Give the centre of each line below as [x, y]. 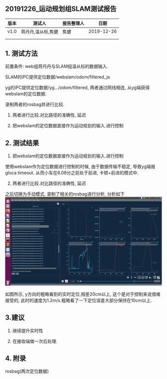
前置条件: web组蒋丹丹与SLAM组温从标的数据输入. [57, 66]
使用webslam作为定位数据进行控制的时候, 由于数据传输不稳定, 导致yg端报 [80, 167]
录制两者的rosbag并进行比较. [35, 104]
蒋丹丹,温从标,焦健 [40, 31]
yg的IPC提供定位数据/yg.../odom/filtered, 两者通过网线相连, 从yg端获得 [78, 88]
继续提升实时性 [28, 331]
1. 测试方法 [22, 53]
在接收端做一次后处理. [35, 341]
